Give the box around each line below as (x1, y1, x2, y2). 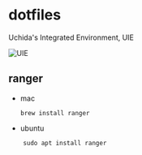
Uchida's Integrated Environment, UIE (8, 32, 134, 42)
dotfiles (8, 6, 62, 24)
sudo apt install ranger (23, 139, 107, 147)
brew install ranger (19, 109, 90, 117)
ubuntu (19, 123, 45, 133)
